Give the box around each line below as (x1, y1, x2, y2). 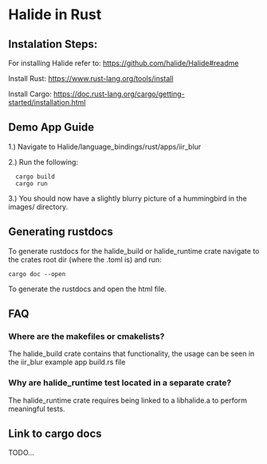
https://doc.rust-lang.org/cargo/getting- (53, 89, 185, 99)
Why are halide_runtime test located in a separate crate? (8, 377, 232, 388)
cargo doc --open (8, 270, 66, 278)
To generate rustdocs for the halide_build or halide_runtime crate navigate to (8, 246, 260, 255)
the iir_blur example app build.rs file (8, 357, 126, 367)
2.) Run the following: (8, 157, 78, 166)
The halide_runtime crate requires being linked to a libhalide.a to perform (8, 396, 248, 405)
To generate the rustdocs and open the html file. (8, 284, 167, 294)
